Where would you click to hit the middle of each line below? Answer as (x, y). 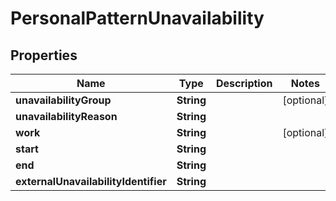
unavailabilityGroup (63, 100)
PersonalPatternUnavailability (137, 18)
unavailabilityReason (66, 116)
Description (244, 83)
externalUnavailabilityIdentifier (91, 181)
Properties (44, 55)
